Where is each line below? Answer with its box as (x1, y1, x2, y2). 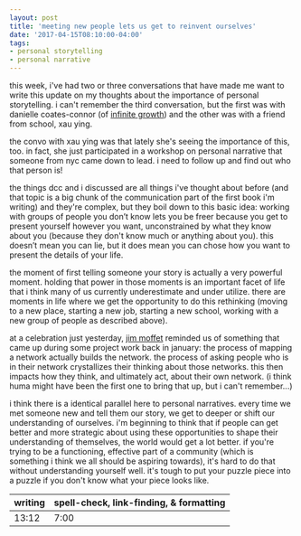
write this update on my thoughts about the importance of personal (9, 89, 259, 100)
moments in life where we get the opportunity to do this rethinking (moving (9, 296, 287, 306)
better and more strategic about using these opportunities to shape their (9, 427, 278, 437)
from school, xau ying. (9, 118, 93, 129)
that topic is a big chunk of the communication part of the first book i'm (9, 192, 275, 202)
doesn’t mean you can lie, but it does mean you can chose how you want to (9, 240, 291, 250)
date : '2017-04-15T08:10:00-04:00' (9, 30, 144, 39)
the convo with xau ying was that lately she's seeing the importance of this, (9, 136, 290, 146)
